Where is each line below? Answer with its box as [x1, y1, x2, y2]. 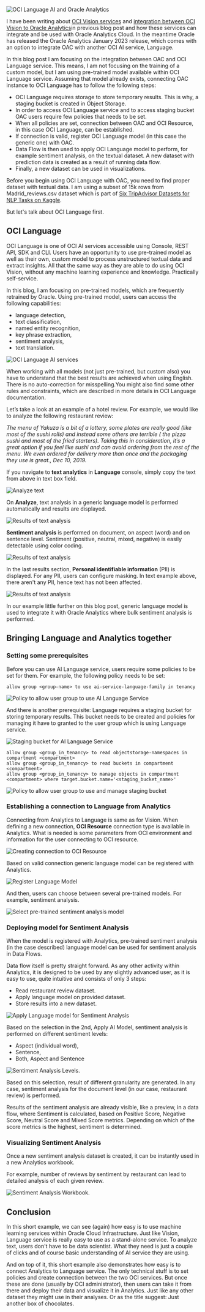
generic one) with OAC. [15, 139, 75, 146]
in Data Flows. [6, 950, 42, 958]
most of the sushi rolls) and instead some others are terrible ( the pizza [6, 430, 186, 438]
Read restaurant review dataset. [15, 987, 96, 994]
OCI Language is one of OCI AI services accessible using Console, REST [6, 242, 189, 249]
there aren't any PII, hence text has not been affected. [6, 579, 143, 586]
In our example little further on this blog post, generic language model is [6, 602, 188, 609]
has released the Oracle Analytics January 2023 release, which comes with [6, 37, 197, 44]
